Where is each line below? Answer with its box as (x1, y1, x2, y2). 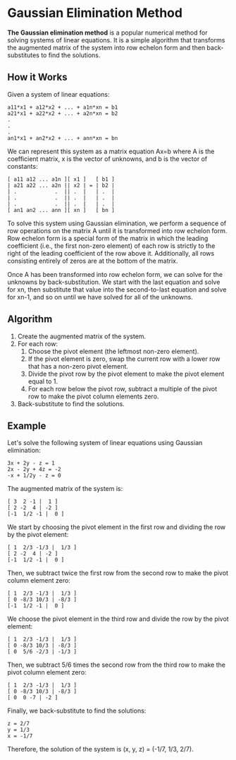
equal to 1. (27, 376, 58, 386)
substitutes (7, 51, 40, 59)
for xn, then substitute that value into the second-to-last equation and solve (7, 285, 227, 294)
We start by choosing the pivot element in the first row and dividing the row (7, 523, 226, 531)
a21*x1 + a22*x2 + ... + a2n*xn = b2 (7, 109, 118, 117)
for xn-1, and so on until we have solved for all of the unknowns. (7, 292, 193, 301)
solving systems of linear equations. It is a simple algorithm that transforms (7, 35, 225, 44)
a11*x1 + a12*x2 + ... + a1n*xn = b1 (7, 104, 118, 111)
